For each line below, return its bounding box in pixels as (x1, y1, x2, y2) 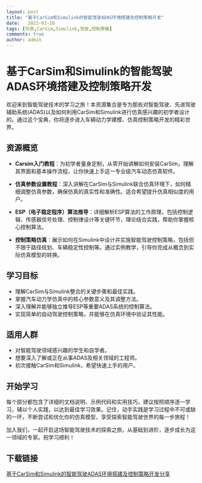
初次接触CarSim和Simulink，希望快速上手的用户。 (14, 362, 139, 369)
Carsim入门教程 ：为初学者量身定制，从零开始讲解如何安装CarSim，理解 (14, 160, 194, 167)
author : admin (6, 37, 42, 43)
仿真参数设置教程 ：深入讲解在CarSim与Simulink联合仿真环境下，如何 (14, 180, 186, 188)
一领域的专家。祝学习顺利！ (6, 434, 75, 441)
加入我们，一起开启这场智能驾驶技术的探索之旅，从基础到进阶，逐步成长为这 (6, 426, 196, 434)
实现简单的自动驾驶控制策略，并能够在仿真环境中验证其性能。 (14, 310, 168, 317)
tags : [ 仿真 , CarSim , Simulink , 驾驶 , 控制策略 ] (6, 25, 112, 32)
